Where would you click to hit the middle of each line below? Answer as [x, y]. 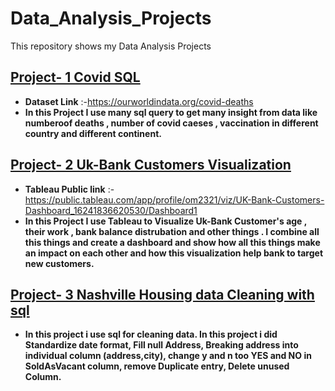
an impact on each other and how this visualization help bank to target [174, 253]
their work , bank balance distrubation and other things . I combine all [172, 231]
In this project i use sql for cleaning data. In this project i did [151, 334]
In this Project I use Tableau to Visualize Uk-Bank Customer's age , [166, 221]
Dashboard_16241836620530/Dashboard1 [111, 210]
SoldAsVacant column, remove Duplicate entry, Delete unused [157, 366]
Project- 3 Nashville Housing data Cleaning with [162, 294]
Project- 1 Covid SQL [75, 77]
